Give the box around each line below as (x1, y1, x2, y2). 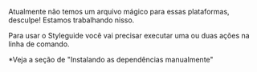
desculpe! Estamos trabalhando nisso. (8, 15, 135, 25)
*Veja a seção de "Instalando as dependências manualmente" (8, 55, 214, 64)
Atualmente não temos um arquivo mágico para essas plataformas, (8, 7, 230, 16)
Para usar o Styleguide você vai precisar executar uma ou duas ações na (8, 31, 251, 40)
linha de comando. (8, 39, 70, 49)
